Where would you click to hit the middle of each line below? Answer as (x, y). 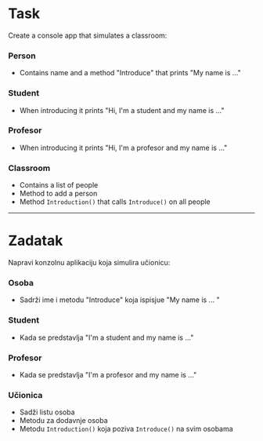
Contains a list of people (59, 185)
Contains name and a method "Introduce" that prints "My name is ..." (130, 73)
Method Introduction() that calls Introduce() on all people (115, 202)
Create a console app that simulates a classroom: (88, 35)
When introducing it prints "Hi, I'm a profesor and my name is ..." (123, 148)
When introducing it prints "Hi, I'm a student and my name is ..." (122, 110)
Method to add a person (58, 194)
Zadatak (36, 241)
